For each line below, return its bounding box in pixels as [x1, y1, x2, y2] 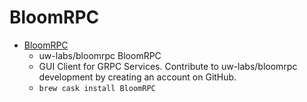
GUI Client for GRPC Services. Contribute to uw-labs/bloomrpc [38, 60, 298, 72]
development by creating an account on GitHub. [38, 71, 237, 83]
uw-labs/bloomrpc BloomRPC [38, 49, 162, 61]
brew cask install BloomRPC [38, 83, 156, 93]
